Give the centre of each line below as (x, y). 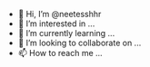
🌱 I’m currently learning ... (66, 33)
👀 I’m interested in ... (56, 24)
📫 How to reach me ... (60, 53)
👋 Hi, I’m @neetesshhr (60, 14)
